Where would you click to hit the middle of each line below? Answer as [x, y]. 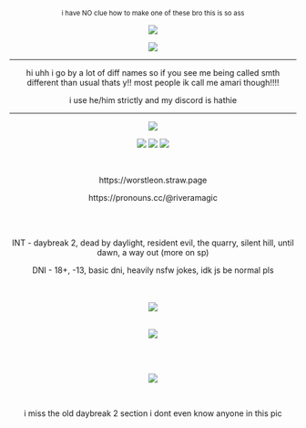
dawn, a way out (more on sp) [153, 252]
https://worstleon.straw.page [153, 180]
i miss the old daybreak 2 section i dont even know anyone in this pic [153, 413]
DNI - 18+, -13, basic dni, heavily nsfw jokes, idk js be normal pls [153, 270]
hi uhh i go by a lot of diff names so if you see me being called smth [153, 73]
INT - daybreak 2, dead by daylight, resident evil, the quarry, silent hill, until [153, 243]
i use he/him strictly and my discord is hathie [153, 100]
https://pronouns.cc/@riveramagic [153, 198]
